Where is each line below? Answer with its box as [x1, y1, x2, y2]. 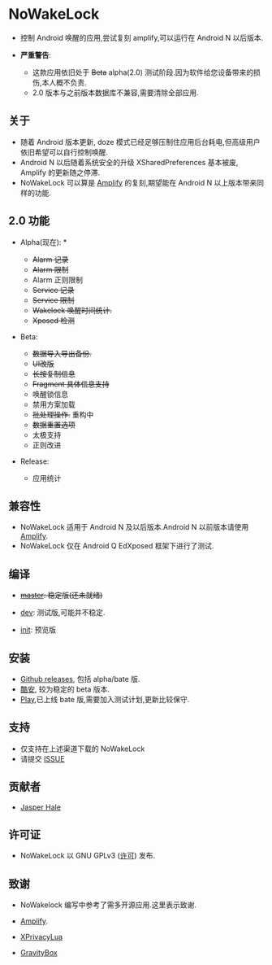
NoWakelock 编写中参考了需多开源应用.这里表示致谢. [19, 900, 196, 910]
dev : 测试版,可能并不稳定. [19, 608, 106, 618]
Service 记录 [32, 285, 75, 295]
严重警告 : [19, 50, 51, 59]
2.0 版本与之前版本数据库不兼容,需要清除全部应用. [32, 87, 199, 98]
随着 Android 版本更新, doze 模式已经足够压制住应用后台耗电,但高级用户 [19, 137, 261, 146]
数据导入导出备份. [32, 348, 92, 358]
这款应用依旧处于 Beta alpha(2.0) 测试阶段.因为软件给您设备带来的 [32, 67, 254, 77]
